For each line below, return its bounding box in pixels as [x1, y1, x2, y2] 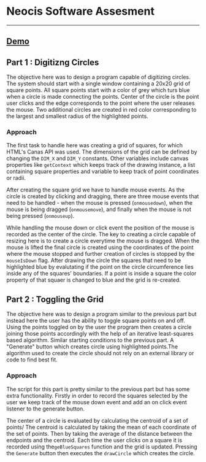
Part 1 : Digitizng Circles [6, 57, 99, 67]
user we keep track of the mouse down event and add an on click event [6, 398, 187, 406]
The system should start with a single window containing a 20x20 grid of [6, 80, 191, 87]
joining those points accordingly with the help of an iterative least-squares [6, 330, 194, 337]
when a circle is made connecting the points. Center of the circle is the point [6, 93, 199, 101]
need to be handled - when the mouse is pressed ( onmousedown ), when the [6, 199, 193, 207]
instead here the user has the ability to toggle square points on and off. [6, 317, 186, 325]
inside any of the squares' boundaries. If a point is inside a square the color [6, 270, 197, 277]
